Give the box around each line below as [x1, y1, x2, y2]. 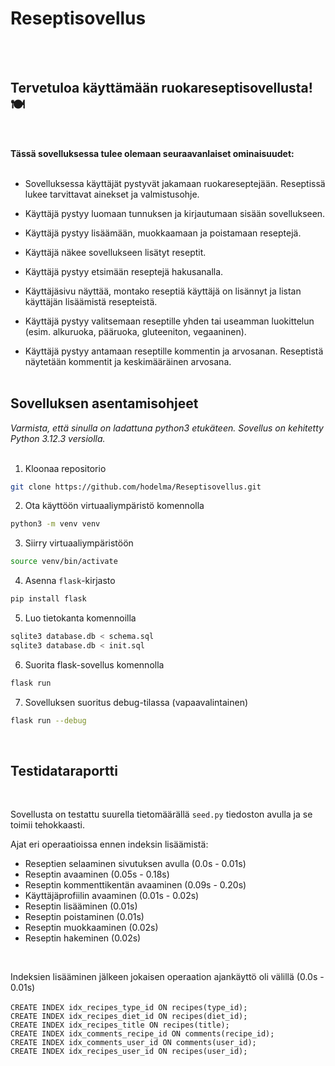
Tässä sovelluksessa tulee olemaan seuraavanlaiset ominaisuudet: [10, 147, 295, 159]
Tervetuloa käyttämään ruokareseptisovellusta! [10, 80, 313, 97]
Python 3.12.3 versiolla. [10, 432, 106, 444]
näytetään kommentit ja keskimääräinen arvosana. [24, 355, 232, 367]
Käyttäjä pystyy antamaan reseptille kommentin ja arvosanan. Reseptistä [24, 345, 324, 357]
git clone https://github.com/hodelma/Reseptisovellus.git [10, 482, 262, 492]
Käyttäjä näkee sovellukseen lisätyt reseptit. [24, 246, 207, 258]
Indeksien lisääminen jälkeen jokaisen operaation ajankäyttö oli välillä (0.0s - [10, 971, 325, 983]
